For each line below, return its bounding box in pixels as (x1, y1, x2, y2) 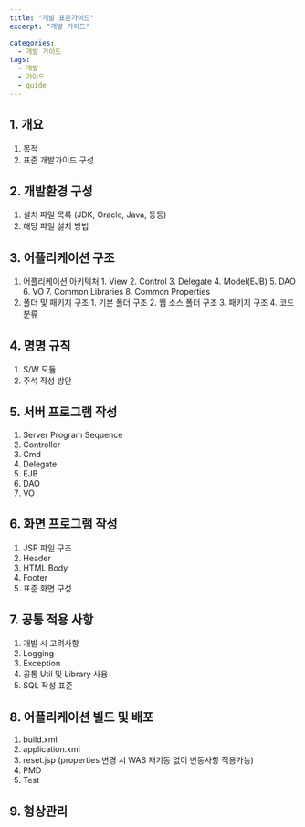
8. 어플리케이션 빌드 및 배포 (9, 709, 154, 725)
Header (22, 552, 52, 563)
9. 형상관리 (9, 803, 68, 819)
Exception (22, 658, 61, 669)
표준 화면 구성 (22, 582, 72, 593)
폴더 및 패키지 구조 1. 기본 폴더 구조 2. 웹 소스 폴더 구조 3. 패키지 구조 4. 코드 (22, 298, 295, 309)
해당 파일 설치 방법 (22, 221, 89, 232)
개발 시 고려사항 (22, 638, 79, 649)
